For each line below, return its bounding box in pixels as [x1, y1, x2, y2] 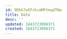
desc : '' [5, 17, 24, 22]
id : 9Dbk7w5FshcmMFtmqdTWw [5, 7, 62, 13]
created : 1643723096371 [5, 26, 55, 31]
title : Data [5, 12, 30, 17]
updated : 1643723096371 [5, 21, 55, 27]
